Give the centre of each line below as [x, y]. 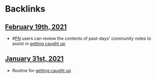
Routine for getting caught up [42, 70]
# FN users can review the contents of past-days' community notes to [82, 38]
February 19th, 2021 [36, 27]
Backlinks [25, 9]
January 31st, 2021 [35, 59]
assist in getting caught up [39, 44]
